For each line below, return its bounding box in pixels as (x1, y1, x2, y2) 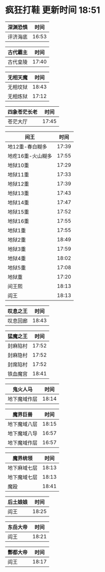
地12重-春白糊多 (7, 143, 48, 150)
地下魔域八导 (7, 430, 38, 437)
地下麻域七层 (7, 464, 38, 471)
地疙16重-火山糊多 (7, 152, 52, 159)
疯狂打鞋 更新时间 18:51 (5, 4, 101, 16)
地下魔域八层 (7, 421, 38, 428)
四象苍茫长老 (7, 108, 38, 115)
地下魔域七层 (7, 474, 38, 481)
